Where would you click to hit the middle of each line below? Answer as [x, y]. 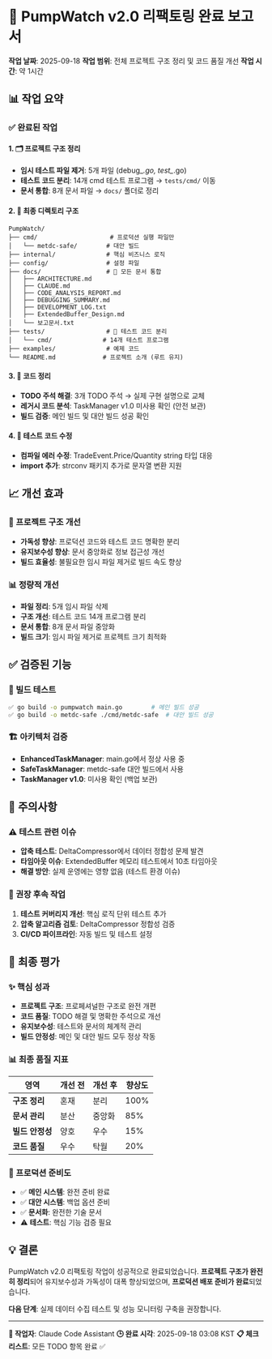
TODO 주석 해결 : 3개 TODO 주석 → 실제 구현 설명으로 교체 [112, 395]
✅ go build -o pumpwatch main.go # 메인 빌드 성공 [104, 707]
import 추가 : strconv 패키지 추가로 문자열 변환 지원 [101, 466]
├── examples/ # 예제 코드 [74, 348]
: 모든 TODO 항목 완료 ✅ [67, 1346]
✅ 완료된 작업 [33, 128]
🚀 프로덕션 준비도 [40, 1173]
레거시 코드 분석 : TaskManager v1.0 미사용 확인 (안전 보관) [113, 405]
